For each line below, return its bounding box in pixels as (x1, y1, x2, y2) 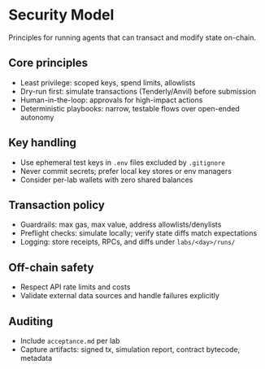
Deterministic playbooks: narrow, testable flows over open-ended (20, 103, 240, 113)
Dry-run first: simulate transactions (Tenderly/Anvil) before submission (20, 86, 257, 96)
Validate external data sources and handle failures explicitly (20, 291, 219, 301)
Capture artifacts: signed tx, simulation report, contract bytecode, (20, 345, 241, 354)
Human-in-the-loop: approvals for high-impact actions (20, 95, 203, 105)
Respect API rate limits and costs (20, 282, 131, 292)
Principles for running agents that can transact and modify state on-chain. (8, 33, 256, 42)
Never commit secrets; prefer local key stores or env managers (20, 166, 232, 176)
